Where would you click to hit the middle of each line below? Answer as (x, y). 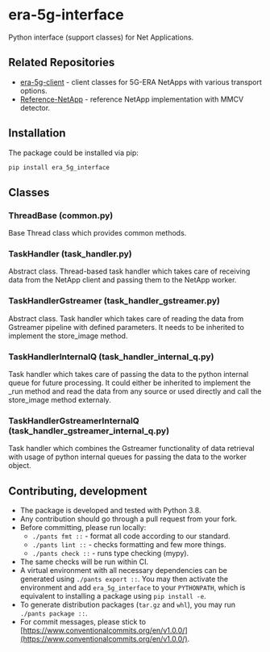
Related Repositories (62, 63)
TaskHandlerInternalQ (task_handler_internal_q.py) (111, 357)
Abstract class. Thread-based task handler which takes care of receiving (129, 271)
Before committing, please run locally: (83, 528)
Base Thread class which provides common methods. (98, 233)
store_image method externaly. (60, 400)
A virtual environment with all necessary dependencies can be (123, 570)
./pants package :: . (54, 613)
